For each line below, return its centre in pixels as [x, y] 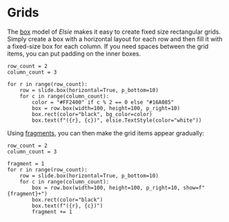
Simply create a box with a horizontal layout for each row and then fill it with [115, 38]
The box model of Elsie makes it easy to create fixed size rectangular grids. [114, 32]
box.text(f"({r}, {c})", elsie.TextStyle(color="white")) [117, 120]
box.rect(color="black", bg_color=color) [92, 114]
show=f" [194, 188]
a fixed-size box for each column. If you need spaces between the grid [108, 46]
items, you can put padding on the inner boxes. [74, 54]
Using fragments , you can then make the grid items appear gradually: [106, 133]
